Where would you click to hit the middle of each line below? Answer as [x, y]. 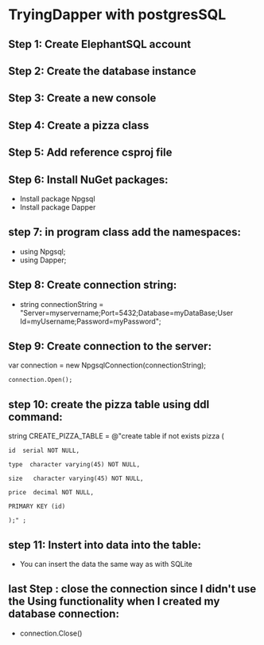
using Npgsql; [43, 251]
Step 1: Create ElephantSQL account [100, 44]
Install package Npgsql [57, 199]
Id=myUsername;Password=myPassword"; [90, 321]
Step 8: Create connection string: [93, 285]
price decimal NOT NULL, [51, 493]
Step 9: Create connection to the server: [110, 346]
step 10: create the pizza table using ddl [109, 404]
